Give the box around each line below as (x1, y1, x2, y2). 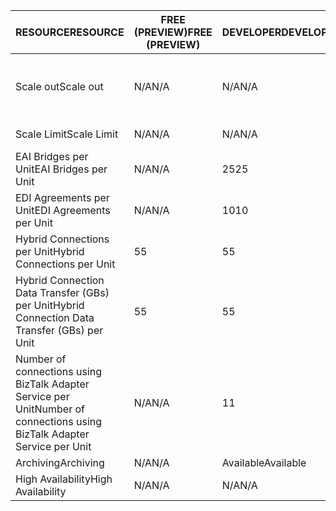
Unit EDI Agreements (15, 204, 111, 217)
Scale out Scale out (15, 80, 104, 93)
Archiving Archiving (15, 456, 105, 469)
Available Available (221, 456, 307, 469)
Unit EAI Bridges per (15, 162, 108, 176)
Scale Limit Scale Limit (15, 127, 119, 141)
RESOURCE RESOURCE (15, 25, 125, 39)
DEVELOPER (221, 25, 282, 39)
